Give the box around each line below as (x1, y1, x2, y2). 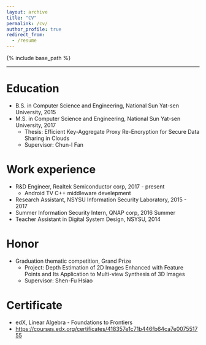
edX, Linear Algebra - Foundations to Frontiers (15, 319, 133, 326)
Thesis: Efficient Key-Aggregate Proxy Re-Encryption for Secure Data (24, 128, 200, 135)
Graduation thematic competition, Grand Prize (15, 257, 132, 265)
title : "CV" (6, 15, 37, 21)
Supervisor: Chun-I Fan (24, 141, 84, 148)
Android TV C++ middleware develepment (24, 189, 131, 196)
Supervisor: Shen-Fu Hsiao (24, 277, 93, 284)
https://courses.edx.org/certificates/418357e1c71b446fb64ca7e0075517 (15, 325, 198, 332)
